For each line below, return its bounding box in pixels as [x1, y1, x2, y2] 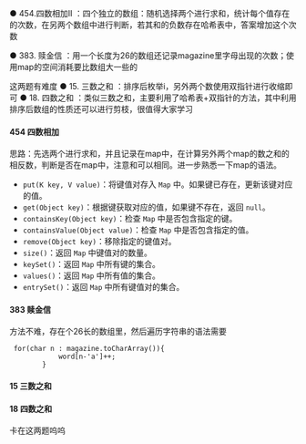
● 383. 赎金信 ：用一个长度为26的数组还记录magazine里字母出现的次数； [9, 50, 287, 61]
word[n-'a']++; [57, 352, 117, 362]
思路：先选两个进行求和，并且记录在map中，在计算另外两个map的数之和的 [9, 149, 290, 160]
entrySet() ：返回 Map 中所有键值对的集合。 [22, 282, 185, 293]
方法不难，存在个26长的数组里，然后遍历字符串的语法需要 [9, 326, 228, 337]
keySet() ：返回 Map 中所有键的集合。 [22, 259, 161, 270]
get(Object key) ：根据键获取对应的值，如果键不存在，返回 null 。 [22, 201, 270, 212]
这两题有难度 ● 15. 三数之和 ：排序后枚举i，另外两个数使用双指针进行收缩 [9, 81, 285, 91]
